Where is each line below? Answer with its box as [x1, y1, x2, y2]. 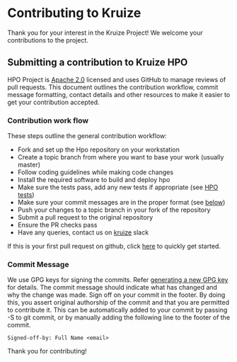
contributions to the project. [7, 35, 88, 44]
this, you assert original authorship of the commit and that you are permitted [7, 298, 230, 307]
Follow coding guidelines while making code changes [17, 168, 174, 176]
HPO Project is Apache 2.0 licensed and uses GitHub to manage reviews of [7, 75, 226, 84]
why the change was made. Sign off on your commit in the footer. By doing [7, 290, 226, 299]
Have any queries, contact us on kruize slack [17, 228, 149, 237]
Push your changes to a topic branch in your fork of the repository [17, 205, 211, 214]
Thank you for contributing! [7, 347, 87, 356]
